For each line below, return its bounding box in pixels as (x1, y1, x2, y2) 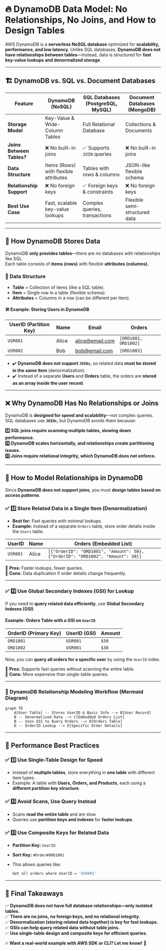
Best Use (7, 202, 30, 209)
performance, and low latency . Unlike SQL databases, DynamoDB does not (5, 46, 161, 53)
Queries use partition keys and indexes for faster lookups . (12, 816, 133, 822)
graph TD (5, 706, 23, 711)
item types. (12, 775, 36, 781)
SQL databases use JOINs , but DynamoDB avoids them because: (5, 417, 136, 423)
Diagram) (5, 695, 28, 702)
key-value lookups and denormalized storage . (5, 57, 101, 63)
